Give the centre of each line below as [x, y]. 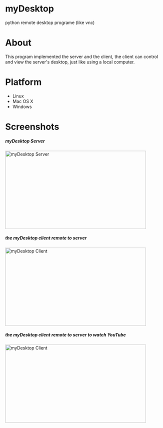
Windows [22, 106]
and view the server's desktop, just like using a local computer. [70, 62]
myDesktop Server [25, 141]
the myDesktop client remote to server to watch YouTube [65, 334]
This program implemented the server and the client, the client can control [82, 56]
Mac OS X [23, 101]
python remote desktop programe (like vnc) [50, 22]
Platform [23, 82]
